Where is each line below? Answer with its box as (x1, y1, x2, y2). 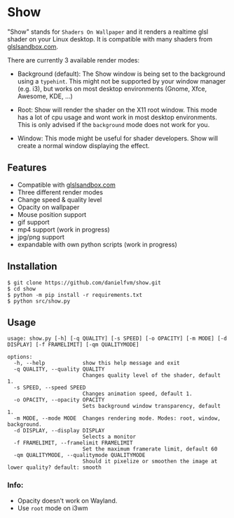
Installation (7, 260, 57, 272)
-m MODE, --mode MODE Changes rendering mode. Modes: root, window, (13, 415, 221, 422)
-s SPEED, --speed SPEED (13, 384, 86, 392)
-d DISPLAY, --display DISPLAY (13, 427, 105, 434)
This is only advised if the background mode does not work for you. (17, 120, 210, 128)
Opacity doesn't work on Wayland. (17, 496, 118, 505)
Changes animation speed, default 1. (82, 390, 193, 397)
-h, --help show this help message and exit (13, 359, 180, 367)
